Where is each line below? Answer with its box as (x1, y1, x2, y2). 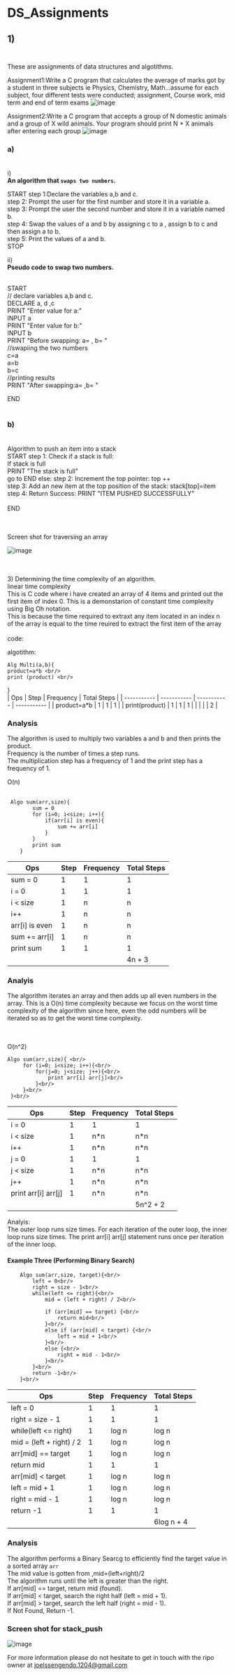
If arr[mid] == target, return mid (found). (7, 1583, 123, 1593)
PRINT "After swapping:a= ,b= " (7, 381, 99, 390)
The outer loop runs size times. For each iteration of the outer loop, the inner (7, 1225, 228, 1234)
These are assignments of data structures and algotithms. (7, 62, 174, 71)
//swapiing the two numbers (7, 344, 89, 352)
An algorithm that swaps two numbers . (7, 177, 117, 185)
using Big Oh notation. (7, 604, 71, 613)
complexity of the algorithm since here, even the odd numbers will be (7, 1006, 207, 1015)
